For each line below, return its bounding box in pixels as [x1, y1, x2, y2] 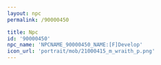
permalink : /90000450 [7, 16, 69, 23]
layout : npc [7, 10, 41, 17]
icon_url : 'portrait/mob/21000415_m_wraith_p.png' [7, 48, 155, 55]
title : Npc [7, 29, 39, 36]
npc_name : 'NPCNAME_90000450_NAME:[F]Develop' [7, 42, 143, 49]
